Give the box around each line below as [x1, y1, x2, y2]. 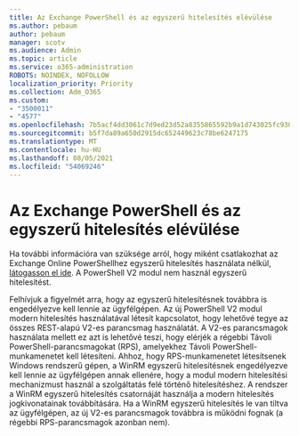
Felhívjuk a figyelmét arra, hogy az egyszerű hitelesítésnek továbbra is [9, 295, 268, 305]
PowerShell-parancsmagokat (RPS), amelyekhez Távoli [9, 342, 211, 352]
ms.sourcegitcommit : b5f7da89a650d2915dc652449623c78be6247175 [9, 129, 249, 138]
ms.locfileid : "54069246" [9, 162, 105, 171]
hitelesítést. [9, 277, 52, 287]
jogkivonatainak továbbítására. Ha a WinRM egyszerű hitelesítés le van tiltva [9, 398, 289, 409]
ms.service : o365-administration [9, 63, 133, 72]
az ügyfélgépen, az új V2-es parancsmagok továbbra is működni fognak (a [9, 408, 283, 418]
